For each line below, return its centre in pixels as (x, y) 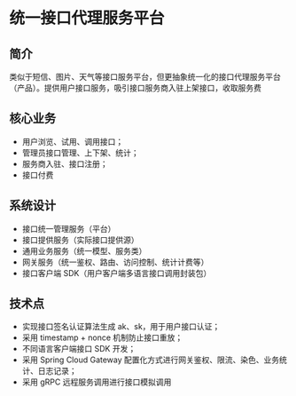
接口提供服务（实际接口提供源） (80, 240)
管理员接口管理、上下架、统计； (80, 153)
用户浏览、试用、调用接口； (73, 141)
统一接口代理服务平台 (87, 18)
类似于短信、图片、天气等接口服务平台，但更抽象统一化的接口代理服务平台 (145, 77)
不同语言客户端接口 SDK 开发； (79, 349)
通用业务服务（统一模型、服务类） (84, 250)
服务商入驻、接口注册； (65, 163)
